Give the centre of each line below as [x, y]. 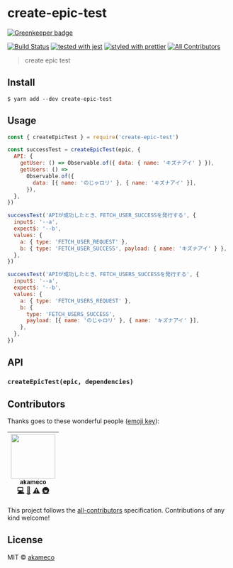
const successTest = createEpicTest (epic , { [74, 150]
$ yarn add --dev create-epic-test [60, 99]
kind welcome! [29, 518]
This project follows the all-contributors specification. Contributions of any [116, 510]
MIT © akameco [31, 557]
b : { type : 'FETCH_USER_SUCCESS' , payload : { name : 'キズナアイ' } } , [124, 248]
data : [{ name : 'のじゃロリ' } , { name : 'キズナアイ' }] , [115, 182]
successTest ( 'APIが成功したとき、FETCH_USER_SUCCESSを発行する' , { [102, 215]
